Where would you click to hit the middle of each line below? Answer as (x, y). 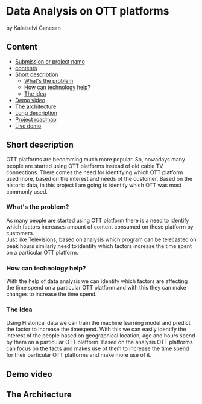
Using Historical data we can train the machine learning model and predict (99, 323)
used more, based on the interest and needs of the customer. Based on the (99, 178)
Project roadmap (36, 119)
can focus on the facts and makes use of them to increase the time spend (98, 348)
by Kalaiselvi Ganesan (34, 28)
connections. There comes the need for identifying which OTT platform (95, 172)
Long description (36, 112)
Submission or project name (50, 61)
